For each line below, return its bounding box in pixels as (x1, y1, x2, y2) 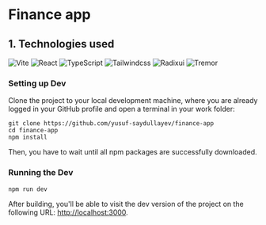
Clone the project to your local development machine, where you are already (8, 96, 258, 105)
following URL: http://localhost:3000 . (8, 208, 128, 217)
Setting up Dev (8, 78, 66, 89)
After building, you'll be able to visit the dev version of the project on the (8, 200, 244, 209)
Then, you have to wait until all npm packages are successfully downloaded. (8, 147, 257, 157)
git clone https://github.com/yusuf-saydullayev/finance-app (8, 120, 215, 128)
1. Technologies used (8, 37, 115, 51)
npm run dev (8, 185, 47, 193)
